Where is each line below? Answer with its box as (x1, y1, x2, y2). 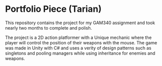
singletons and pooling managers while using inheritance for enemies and (5, 50, 156, 56)
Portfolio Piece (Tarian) (5, 3, 102, 15)
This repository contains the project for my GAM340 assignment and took (5, 20, 156, 26)
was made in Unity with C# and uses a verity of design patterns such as (5, 45, 152, 51)
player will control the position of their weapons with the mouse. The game (5, 39, 157, 45)
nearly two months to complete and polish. (5, 25, 92, 31)
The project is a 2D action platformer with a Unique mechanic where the (5, 34, 152, 40)
